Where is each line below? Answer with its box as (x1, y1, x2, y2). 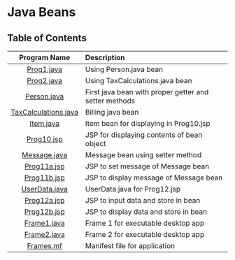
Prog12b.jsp (24, 207, 65, 217)
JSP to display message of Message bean (85, 173, 223, 182)
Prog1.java (27, 64, 63, 74)
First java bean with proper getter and (85, 87, 209, 96)
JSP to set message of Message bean (85, 161, 210, 171)
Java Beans (7, 4, 76, 20)
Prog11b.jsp (24, 173, 65, 182)
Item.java (29, 119, 60, 128)
